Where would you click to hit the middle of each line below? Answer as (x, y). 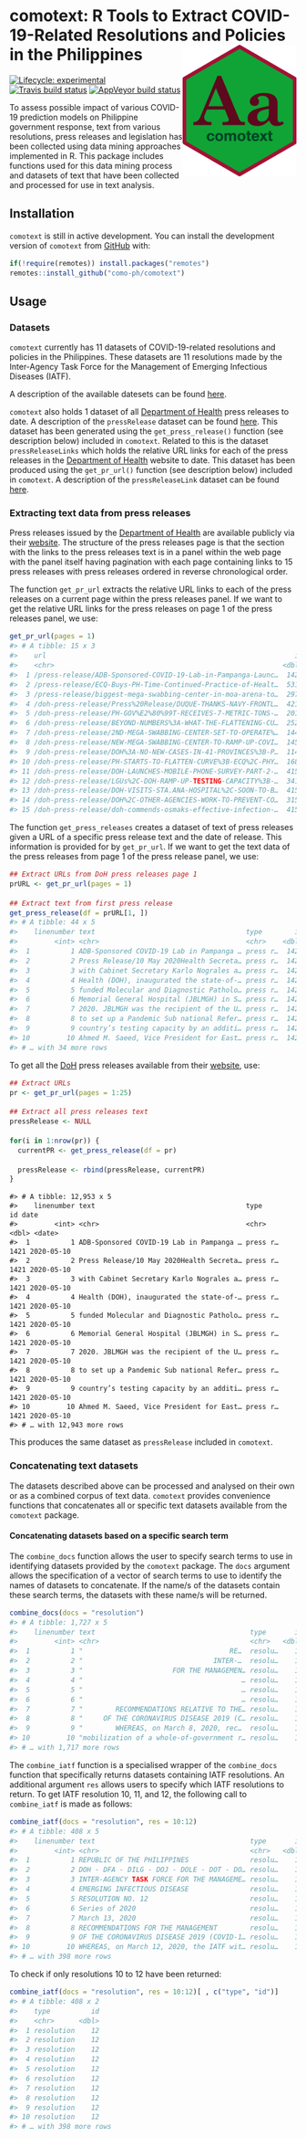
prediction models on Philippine (79, 117)
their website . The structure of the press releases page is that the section (147, 542)
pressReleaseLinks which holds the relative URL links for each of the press (149, 451)
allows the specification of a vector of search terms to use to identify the (146, 1575)
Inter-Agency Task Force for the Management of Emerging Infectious (138, 367)
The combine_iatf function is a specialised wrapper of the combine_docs (143, 1764)
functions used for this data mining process (91, 165)
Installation (42, 214)
